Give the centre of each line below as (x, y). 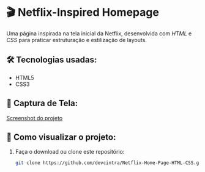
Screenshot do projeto (35, 118)
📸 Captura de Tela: (42, 103)
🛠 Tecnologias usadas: (52, 60)
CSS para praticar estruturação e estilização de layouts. (76, 40)
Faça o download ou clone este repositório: (70, 152)
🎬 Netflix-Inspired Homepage (83, 13)
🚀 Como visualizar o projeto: (61, 137)
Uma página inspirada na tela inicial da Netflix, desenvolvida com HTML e (99, 33)
